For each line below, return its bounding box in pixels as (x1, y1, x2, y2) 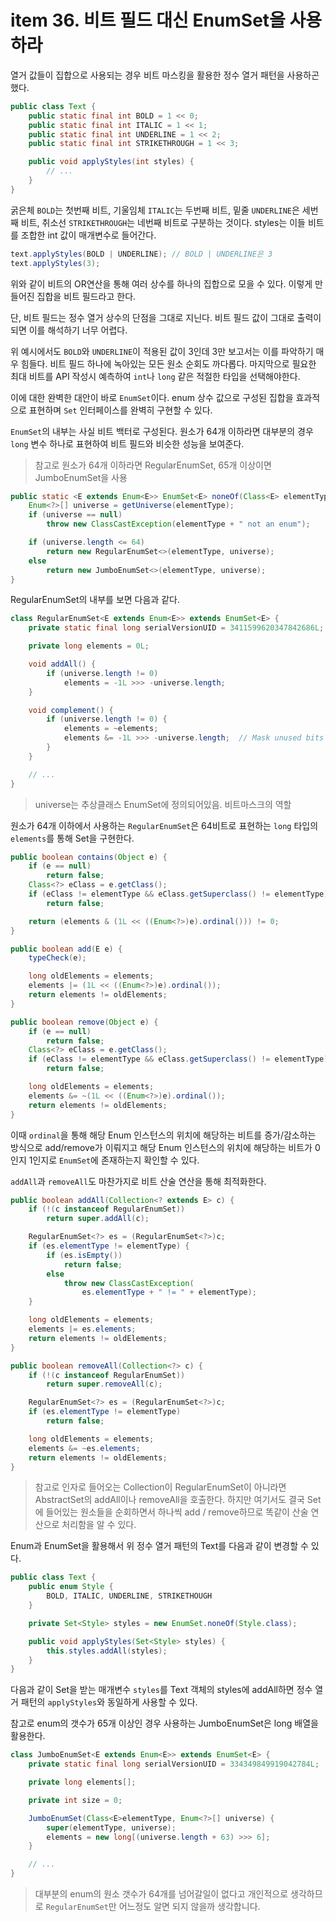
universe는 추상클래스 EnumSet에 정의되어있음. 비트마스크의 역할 (34, 798, 292, 810)
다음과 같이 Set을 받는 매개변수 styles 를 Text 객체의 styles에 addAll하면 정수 (10, 1684, 313, 1696)
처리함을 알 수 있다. (61, 1519, 137, 1531)
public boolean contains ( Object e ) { (10, 852, 168, 862)
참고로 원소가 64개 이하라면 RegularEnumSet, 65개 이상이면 (34, 459, 272, 471)
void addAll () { (28, 659, 97, 670)
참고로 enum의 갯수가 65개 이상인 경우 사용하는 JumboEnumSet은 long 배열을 (10, 1717, 319, 1730)
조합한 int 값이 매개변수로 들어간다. (20, 229, 157, 241)
